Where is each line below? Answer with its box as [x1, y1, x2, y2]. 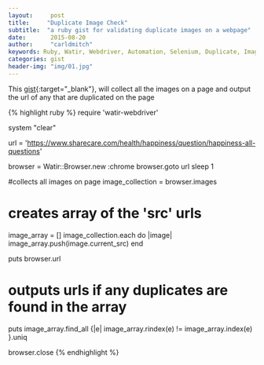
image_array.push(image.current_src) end [8, 239, 144, 248]
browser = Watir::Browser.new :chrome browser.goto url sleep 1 [8, 162, 214, 171]
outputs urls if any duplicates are [8, 281, 229, 299]
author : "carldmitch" [8, 41, 93, 49]
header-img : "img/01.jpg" [8, 63, 93, 71]
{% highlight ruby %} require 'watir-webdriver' [8, 108, 159, 117]
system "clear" [8, 122, 57, 132]
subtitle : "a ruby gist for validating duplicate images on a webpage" [8, 26, 251, 34]
